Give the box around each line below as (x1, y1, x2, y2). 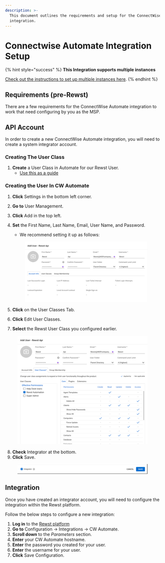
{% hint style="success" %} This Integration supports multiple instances (5, 67, 156, 73)
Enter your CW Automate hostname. (12, 536, 86, 542)
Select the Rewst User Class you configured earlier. (12, 326, 117, 332)
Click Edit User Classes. (12, 316, 61, 322)
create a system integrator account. (5, 141, 78, 147)
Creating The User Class (5, 153, 65, 160)
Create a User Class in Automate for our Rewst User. (12, 165, 119, 171)
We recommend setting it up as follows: (19, 232, 100, 237)
